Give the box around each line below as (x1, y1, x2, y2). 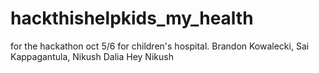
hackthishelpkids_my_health (10, 7, 254, 30)
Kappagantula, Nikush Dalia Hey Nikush (10, 50, 174, 62)
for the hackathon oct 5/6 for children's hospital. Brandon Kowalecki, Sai (10, 40, 310, 52)
